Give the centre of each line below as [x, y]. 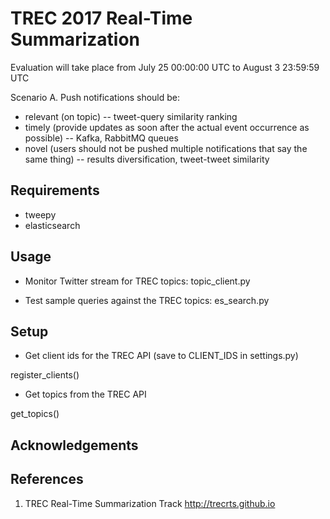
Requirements [55, 190]
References [47, 479]
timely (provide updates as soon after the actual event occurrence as [167, 127]
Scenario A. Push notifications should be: [95, 97]
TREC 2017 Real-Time [101, 18]
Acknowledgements [74, 445]
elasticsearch [52, 225]
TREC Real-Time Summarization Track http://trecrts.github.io [150, 503]
